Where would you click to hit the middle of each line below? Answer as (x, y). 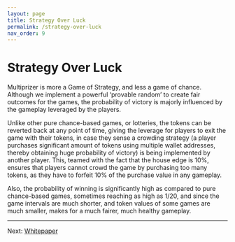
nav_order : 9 (26, 33)
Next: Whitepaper (33, 231)
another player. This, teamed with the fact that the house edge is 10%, (108, 160)
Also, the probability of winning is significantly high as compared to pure (112, 189)
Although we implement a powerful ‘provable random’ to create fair (104, 94)
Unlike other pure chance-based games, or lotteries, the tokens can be (109, 123)
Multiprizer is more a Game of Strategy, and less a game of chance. (105, 87)
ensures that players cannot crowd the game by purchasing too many (107, 168)
